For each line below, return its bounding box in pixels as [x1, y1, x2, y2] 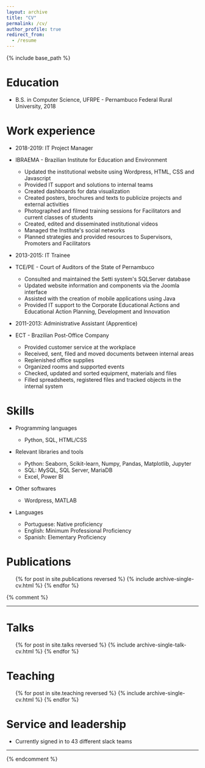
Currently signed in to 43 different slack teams [15, 737, 132, 745]
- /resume [12, 37, 37, 44]
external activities [24, 200, 69, 208]
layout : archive [6, 9, 48, 15]
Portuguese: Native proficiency [24, 520, 103, 528]
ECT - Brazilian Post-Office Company [15, 332, 109, 339]
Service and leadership [6, 717, 126, 731]
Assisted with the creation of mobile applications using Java [24, 295, 176, 302]
